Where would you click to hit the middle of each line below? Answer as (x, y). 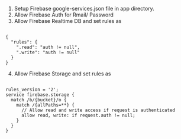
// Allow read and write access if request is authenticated (98, 110)
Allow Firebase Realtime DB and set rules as (68, 21)
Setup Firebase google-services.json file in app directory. (84, 9)
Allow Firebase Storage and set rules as (62, 74)
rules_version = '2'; (32, 90)
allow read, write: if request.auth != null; (78, 115)
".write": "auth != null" (48, 52)
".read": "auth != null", (48, 47)
